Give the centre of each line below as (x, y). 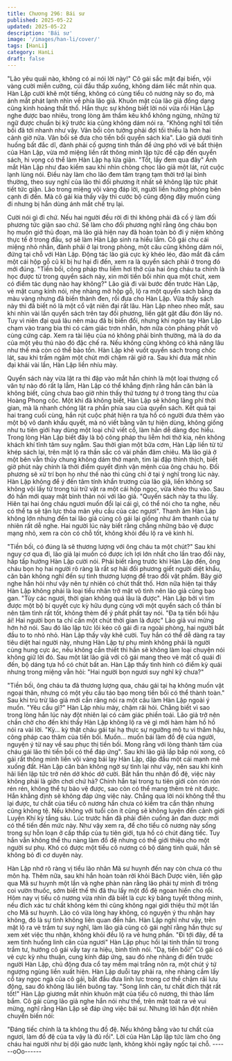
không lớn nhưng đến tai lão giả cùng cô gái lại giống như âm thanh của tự (113, 518)
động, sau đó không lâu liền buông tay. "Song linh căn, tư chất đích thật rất (114, 986)
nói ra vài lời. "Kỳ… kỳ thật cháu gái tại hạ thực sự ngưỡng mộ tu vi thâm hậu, (116, 729)
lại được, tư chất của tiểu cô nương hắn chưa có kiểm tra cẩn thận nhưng (111, 803)
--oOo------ (25, 1051)
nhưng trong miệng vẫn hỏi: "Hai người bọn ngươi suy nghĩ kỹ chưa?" (106, 672)
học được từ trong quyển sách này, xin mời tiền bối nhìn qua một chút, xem (114, 276)
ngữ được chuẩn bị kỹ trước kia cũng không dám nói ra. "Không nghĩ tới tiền (115, 123)
